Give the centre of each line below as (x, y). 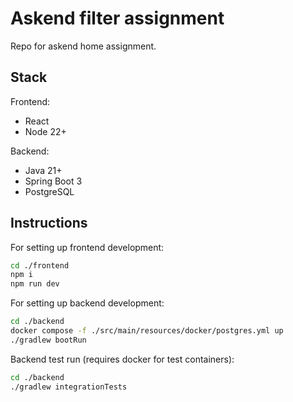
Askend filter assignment (117, 18)
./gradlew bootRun (48, 340)
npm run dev (35, 284)
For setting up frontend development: (87, 247)
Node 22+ (45, 131)
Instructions (49, 223)
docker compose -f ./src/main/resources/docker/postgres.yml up (147, 331)
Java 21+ (43, 170)
